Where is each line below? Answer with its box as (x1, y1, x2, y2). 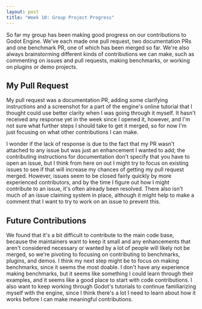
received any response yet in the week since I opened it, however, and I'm (6, 116, 191, 123)
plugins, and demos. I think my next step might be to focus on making (6, 257, 179, 264)
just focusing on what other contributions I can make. (6, 129, 139, 136)
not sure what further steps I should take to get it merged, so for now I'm (6, 122, 187, 130)
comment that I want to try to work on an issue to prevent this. (6, 198, 161, 205)
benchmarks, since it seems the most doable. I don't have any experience (6, 264, 190, 271)
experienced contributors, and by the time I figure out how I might (6, 179, 170, 186)
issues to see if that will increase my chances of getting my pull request (6, 166, 185, 173)
